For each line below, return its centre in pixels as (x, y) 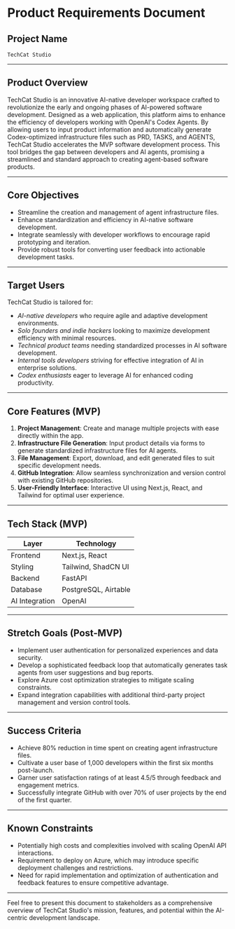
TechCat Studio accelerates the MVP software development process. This (114, 144)
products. (21, 167)
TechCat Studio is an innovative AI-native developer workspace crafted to (114, 99)
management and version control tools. (74, 702)
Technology (96, 544)
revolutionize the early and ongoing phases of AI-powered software (105, 107)
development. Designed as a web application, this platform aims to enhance (116, 114)
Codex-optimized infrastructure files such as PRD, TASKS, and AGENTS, (111, 137)
